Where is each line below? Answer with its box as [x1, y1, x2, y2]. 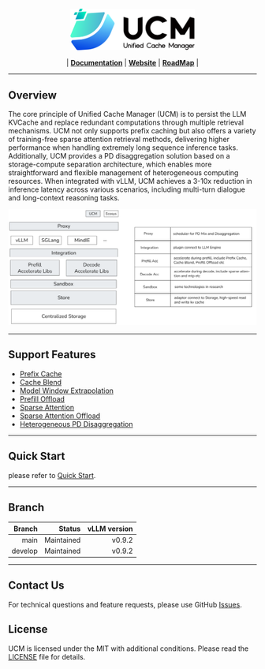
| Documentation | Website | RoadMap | [66, 58, 199, 68]
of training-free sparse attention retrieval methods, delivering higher [8, 135, 230, 144]
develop [11, 546, 38, 556]
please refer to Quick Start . [8, 470, 96, 480]
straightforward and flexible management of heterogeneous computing [8, 168, 239, 178]
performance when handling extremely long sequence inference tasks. [8, 143, 238, 152]
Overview [8, 88, 58, 102]
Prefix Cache [19, 368, 62, 379]
